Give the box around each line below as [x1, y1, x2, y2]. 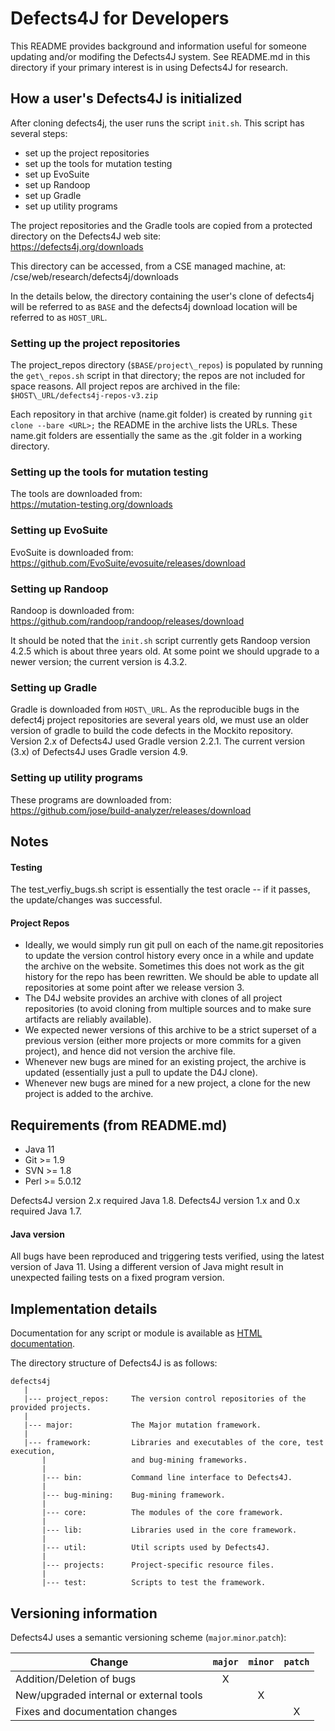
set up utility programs [24, 200, 118, 212]
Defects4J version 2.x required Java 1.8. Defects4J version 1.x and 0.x [10, 1195, 301, 1207]
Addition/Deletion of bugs [15, 1672, 137, 1686]
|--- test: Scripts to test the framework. [41, 1578, 267, 1588]
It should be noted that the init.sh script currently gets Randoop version [10, 634, 311, 646]
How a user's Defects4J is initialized [10, 90, 243, 107]
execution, [10, 1447, 56, 1457]
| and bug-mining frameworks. [41, 1455, 248, 1466]
